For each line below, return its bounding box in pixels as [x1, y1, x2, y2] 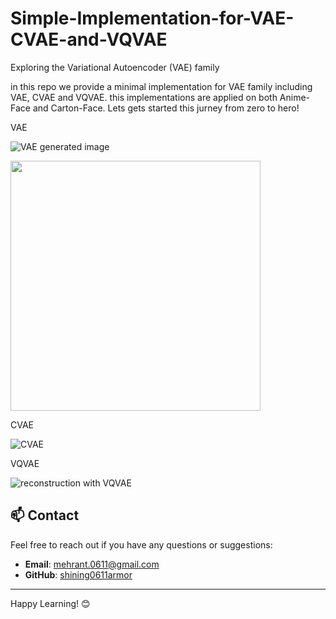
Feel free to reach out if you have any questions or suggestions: [10, 538, 273, 551]
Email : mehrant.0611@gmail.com [24, 558, 160, 570]
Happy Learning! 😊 [10, 597, 91, 609]
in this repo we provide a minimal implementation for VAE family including [10, 80, 313, 92]
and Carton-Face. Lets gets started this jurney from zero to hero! [32, 102, 300, 114]
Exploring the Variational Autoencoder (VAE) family [10, 61, 220, 73]
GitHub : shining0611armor [24, 568, 133, 581]
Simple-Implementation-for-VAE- [10, 7, 295, 30]
